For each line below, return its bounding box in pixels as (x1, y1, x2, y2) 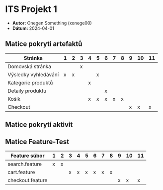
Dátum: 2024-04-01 (12, 25, 55, 31)
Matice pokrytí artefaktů (5, 40, 82, 48)
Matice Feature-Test (5, 137, 70, 146)
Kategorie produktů (7, 79, 53, 86)
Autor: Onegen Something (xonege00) (12, 20, 92, 26)
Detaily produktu (7, 87, 47, 94)
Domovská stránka (7, 63, 51, 70)
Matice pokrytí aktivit (5, 121, 73, 129)
